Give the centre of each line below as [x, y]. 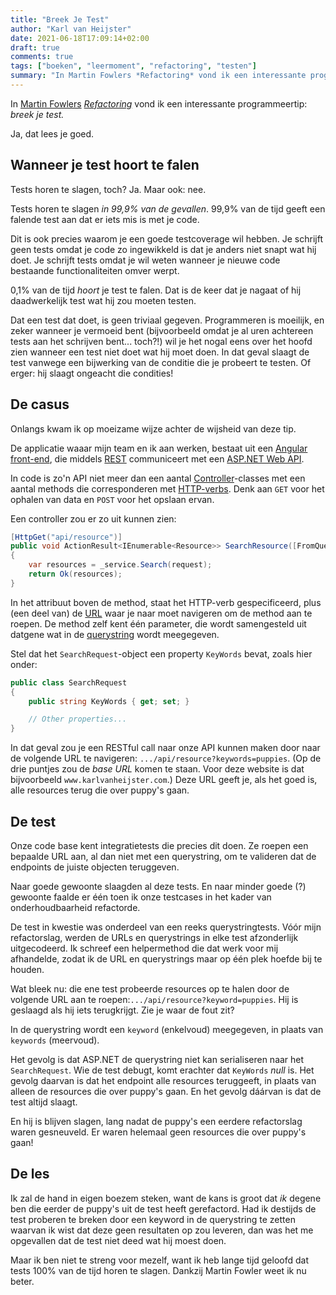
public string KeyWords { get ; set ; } [109, 701]
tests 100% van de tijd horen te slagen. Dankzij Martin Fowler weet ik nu [158, 1270]
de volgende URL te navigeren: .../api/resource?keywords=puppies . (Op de [166, 758]
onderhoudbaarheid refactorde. [75, 907]
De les [30, 1174]
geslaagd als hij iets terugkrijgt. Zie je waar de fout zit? [122, 1010]
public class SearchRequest [69, 682]
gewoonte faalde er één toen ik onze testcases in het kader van [141, 897]
